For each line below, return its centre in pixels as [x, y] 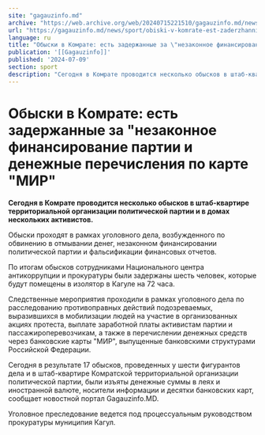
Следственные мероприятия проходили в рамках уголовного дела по [126, 299]
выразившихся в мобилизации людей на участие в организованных [123, 316]
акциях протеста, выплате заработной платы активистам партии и [120, 324]
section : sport [33, 67]
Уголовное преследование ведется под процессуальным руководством [130, 414]
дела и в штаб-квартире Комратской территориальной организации [123, 373]
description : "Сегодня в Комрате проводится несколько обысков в [118, 74]
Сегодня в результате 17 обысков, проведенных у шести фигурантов [124, 365]
